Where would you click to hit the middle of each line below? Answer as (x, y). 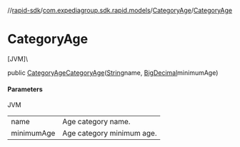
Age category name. (96, 122)
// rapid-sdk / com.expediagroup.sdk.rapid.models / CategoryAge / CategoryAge (120, 10)
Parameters (25, 89)
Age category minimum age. (109, 133)
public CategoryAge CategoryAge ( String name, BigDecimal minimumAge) (113, 72)
